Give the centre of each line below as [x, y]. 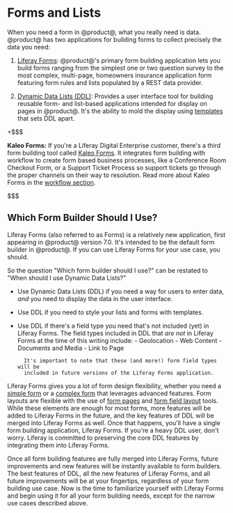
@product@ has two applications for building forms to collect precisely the [114, 39]
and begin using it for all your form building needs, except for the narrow [111, 496]
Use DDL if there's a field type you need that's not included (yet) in [113, 326]
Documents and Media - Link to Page [71, 348]
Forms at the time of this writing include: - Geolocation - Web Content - [120, 340]
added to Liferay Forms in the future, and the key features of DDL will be [111, 415]
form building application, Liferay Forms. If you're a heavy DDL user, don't [113, 430]
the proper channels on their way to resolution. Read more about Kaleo [109, 175]
